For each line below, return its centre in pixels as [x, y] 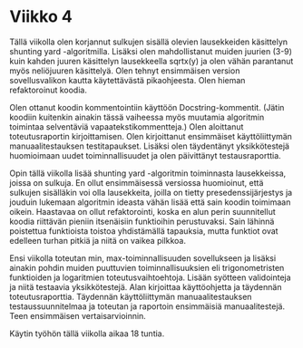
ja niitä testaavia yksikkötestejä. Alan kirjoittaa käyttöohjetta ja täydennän [146, 286]
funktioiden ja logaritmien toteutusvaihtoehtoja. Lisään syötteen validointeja [151, 277]
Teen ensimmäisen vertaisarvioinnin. [78, 315]
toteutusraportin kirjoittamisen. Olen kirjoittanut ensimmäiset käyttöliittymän [151, 136]
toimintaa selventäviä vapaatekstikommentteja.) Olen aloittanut [127, 126]
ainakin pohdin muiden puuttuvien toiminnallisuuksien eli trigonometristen [147, 267]
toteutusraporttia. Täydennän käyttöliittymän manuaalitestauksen [131, 296]
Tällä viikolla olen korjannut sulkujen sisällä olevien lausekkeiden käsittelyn [149, 42]
